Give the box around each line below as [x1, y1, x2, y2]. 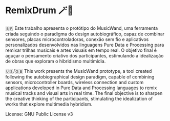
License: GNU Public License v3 [5, 111, 73, 117]
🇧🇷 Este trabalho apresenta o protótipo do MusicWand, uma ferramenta [5, 25, 158, 31]
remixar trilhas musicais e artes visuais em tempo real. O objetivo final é [5, 47, 157, 53]
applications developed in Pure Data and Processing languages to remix [5, 85, 157, 91]
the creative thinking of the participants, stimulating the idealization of [5, 95, 153, 102]
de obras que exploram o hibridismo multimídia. [5, 58, 106, 64]
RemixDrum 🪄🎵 [5, 5, 73, 16]
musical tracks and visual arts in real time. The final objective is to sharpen [5, 90, 163, 96]
